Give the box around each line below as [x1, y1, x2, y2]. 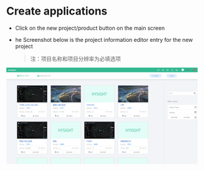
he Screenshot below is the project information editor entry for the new [15, 36, 193, 43]
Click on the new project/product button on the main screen [15, 24, 165, 32]
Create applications [6, 4, 107, 18]
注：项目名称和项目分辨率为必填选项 [30, 55, 121, 62]
